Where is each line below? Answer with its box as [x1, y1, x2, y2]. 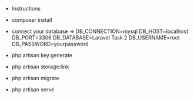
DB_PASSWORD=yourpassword [11, 41, 89, 47]
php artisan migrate [11, 75, 59, 81]
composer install [11, 16, 52, 23]
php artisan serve [11, 86, 55, 93]
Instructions [11, 5, 41, 12]
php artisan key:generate [11, 52, 73, 58]
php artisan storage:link [11, 63, 69, 70]
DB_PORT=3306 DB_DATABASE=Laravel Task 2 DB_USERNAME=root [11, 34, 180, 41]
